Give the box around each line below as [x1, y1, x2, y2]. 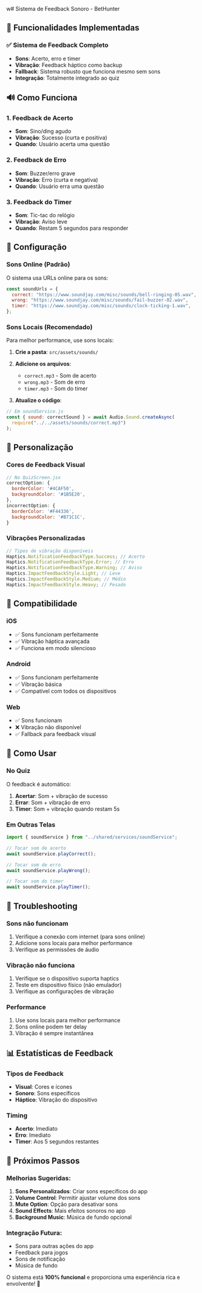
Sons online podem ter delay [15, 1023, 87, 1030]
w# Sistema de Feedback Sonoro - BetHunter [6, 5, 120, 12]
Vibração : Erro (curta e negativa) [15, 176, 98, 183]
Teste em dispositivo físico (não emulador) [15, 982, 122, 989]
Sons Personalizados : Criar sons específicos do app [15, 1188, 148, 1195]
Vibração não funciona [6, 961, 75, 969]
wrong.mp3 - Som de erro [24, 378, 86, 386]
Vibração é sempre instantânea [15, 1030, 94, 1037]
